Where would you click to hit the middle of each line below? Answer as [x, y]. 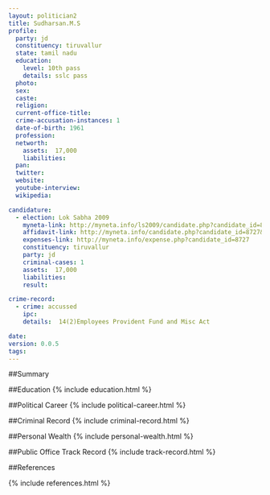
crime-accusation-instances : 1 [68, 121]
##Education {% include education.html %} [80, 390]
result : [35, 285]
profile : [23, 31]
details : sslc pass [55, 76]
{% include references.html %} [59, 483]
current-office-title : [53, 113]
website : [30, 181]
